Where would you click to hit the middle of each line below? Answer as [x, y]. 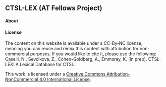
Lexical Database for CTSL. [48, 65]
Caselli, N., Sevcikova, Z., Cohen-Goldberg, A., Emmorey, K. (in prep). [76, 59]
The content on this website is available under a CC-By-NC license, [74, 43]
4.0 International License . [65, 80]
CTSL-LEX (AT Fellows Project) [54, 8]
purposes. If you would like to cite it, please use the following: [93, 54]
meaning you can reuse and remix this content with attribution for [72, 49]
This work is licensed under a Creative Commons [55, 74]
